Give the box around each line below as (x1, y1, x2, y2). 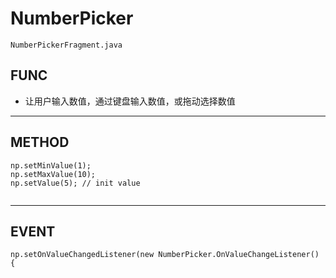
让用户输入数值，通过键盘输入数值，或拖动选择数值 (24, 95, 236, 107)
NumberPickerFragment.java (10, 40, 123, 50)
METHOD (10, 134, 70, 151)
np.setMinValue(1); (10, 160, 92, 171)
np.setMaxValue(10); (10, 169, 97, 179)
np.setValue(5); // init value (10, 178, 141, 188)
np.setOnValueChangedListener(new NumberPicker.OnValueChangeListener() (10, 250, 320, 260)
